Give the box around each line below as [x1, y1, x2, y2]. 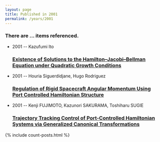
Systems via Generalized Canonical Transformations [12, 121, 140, 128]
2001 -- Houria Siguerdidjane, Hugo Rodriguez [12, 73, 106, 79]
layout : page [5, 7, 32, 12]
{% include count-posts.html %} [5, 132, 70, 138]
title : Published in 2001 [5, 12, 58, 17]
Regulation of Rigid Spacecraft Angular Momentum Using [12, 85, 151, 92]
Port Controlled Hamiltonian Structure [12, 91, 104, 98]
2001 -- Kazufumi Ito [12, 44, 54, 49]
